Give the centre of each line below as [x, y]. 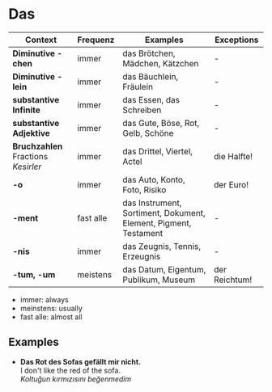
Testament [143, 233]
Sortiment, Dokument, [164, 213]
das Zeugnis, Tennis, [162, 246]
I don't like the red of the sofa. [70, 370]
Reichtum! [233, 280]
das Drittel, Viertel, [157, 151]
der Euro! [231, 184]
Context [41, 40]
